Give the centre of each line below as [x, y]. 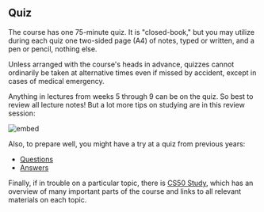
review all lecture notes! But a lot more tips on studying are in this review [127, 104]
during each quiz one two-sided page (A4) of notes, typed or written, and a [132, 40]
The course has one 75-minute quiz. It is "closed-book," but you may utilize [132, 32]
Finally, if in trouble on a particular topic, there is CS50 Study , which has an [131, 183]
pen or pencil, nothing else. [53, 49]
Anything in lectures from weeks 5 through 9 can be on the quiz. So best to [131, 96]
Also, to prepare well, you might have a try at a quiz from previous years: [127, 144]
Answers [34, 167]
